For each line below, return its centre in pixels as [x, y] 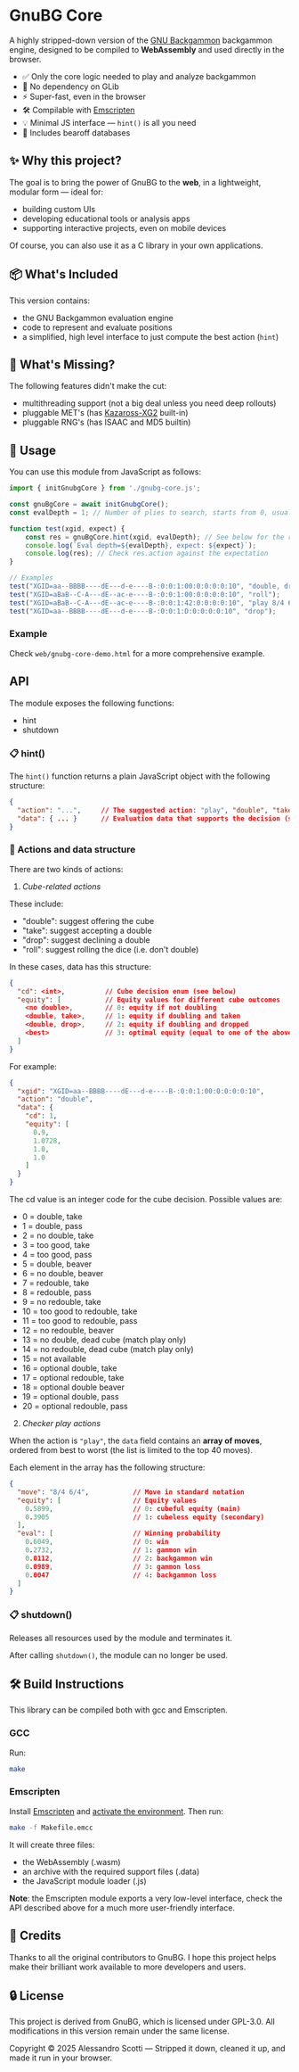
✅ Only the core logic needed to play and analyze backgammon [139, 76]
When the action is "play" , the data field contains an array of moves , [136, 1440]
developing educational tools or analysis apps [106, 219]
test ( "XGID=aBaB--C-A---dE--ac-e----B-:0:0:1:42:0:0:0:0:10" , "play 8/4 [147, 603]
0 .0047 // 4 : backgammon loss [121, 1575]
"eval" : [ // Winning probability [119, 1534]
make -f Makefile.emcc [51, 1828]
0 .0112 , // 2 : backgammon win [119, 1558]
